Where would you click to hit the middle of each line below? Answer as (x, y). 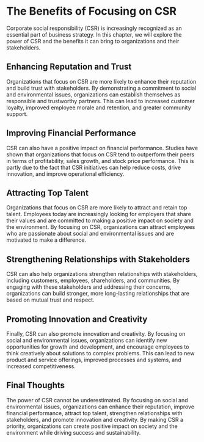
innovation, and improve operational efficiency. (65, 174)
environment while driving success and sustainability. (74, 432)
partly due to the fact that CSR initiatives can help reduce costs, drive (94, 167)
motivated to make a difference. (46, 240)
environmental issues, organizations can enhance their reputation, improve (100, 407)
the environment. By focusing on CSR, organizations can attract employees (101, 227)
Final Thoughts (36, 386)
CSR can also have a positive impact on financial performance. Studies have (102, 148)
